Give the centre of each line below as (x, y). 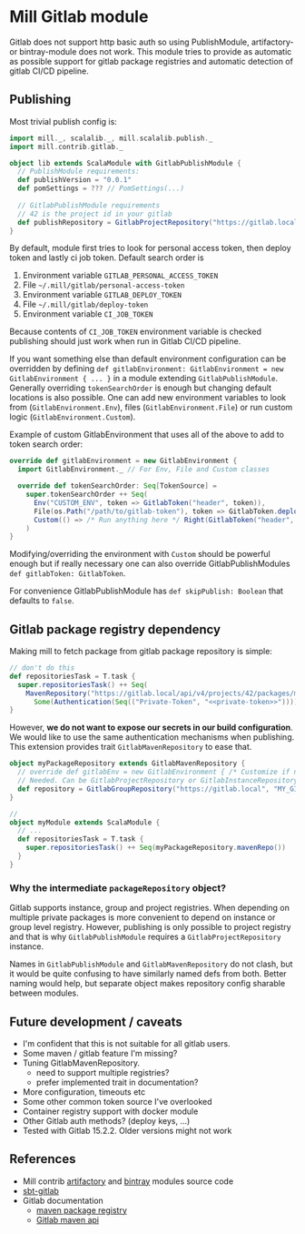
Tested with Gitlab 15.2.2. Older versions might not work (127, 1130)
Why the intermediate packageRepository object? (118, 887)
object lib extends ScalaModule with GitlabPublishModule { (126, 163)
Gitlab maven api (68, 1219)
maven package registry (81, 1210)
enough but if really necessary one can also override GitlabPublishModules (150, 564)
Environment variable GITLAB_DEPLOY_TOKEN (102, 295)
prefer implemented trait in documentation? (117, 1082)
